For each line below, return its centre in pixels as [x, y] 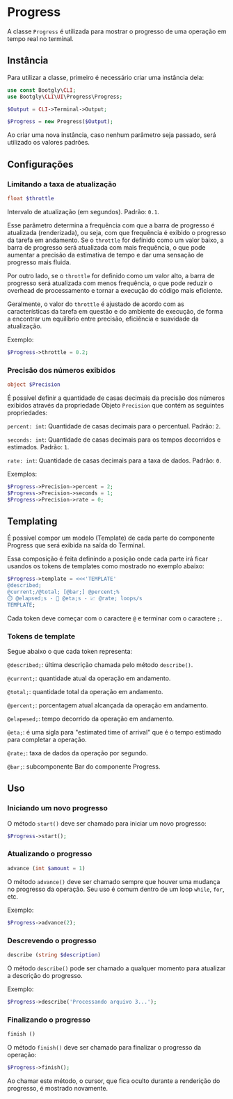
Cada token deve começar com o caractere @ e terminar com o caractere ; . [115, 618]
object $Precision [34, 384]
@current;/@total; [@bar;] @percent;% [63, 592]
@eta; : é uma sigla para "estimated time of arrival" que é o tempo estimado [114, 732]
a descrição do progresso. [45, 975]
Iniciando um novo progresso [57, 808]
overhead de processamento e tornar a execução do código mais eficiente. [115, 290]
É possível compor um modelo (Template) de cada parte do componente [111, 538]
